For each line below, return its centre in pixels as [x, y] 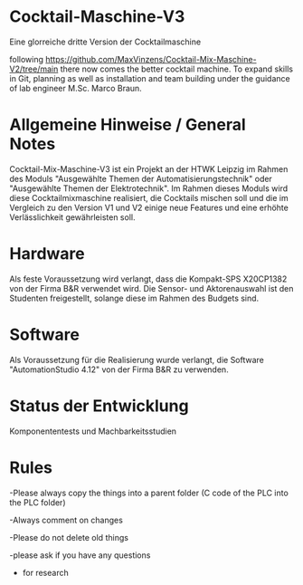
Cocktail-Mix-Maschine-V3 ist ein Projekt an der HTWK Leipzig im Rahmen [149, 168]
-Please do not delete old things [69, 537]
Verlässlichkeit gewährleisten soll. [72, 217]
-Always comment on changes [66, 520]
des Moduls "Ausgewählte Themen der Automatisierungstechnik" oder [141, 178]
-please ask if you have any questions [80, 555]
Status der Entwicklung [99, 406]
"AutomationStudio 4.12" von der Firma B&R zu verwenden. [119, 369]
